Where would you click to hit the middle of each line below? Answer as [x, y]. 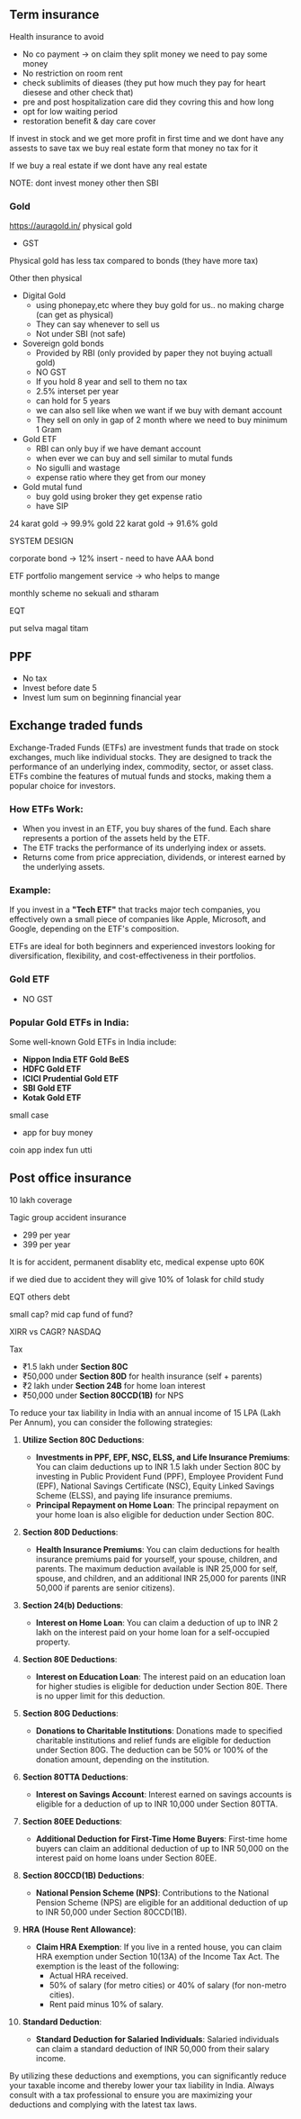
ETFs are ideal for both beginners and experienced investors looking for [142, 946]
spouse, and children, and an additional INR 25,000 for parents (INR [161, 1578]
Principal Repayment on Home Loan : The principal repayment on [157, 1505]
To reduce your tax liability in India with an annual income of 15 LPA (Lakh [145, 1412]
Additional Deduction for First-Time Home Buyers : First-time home [161, 1838]
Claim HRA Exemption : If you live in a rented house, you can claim [159, 1947]
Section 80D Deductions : [70, 1532]
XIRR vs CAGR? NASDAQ [55, 1331]
